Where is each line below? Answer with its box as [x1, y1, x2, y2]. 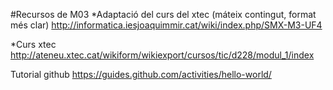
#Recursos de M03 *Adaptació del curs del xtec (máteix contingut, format [10, 9, 317, 20]
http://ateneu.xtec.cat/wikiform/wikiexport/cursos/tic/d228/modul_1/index [10, 49, 315, 61]
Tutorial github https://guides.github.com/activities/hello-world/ [10, 69, 272, 80]
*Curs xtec [10, 39, 57, 50]
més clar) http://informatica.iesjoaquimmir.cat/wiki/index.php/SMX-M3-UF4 [10, 19, 323, 31]
